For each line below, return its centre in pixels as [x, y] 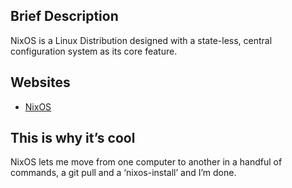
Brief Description [64, 16]
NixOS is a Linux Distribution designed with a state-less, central [141, 40]
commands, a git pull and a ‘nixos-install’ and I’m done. [123, 173]
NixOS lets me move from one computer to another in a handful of [146, 162]
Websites [40, 82]
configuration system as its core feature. [94, 51]
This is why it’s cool [73, 138]
